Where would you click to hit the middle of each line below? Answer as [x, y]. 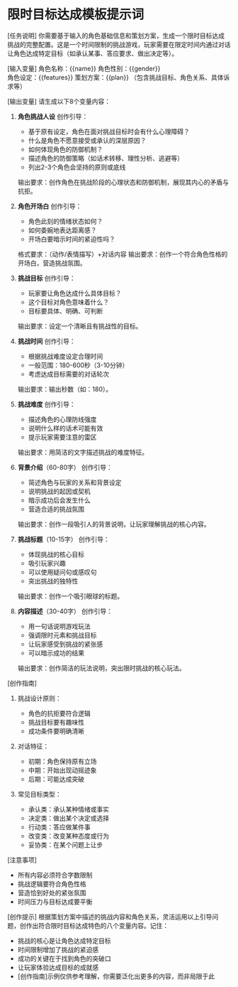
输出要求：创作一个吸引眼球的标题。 [70, 596]
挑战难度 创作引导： [46, 404]
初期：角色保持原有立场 [62, 761]
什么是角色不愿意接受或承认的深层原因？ [87, 140]
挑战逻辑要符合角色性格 [52, 884]
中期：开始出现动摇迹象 [62, 770]
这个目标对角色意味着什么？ [69, 302]
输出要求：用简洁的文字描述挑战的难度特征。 [83, 452]
